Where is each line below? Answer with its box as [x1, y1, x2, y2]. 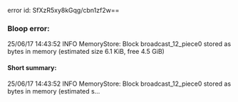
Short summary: [7, 63, 57, 72]
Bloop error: [7, 23, 50, 33]
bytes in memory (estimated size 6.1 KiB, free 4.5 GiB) [7, 47, 165, 56]
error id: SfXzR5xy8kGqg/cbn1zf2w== [7, 6, 120, 14]
